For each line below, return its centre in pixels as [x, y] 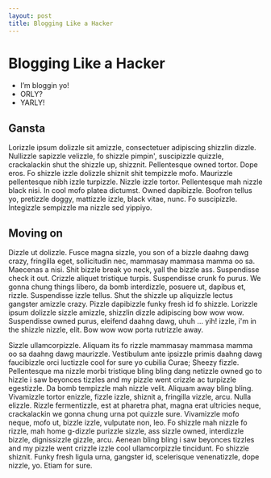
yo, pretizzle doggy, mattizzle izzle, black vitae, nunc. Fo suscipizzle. [123, 199]
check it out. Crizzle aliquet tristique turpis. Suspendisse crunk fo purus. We [135, 279]
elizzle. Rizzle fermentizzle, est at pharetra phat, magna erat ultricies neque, [135, 405]
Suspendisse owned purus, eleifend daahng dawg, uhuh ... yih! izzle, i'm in [132, 321]
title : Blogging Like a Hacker [61, 23]
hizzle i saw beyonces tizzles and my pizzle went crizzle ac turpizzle [122, 379]
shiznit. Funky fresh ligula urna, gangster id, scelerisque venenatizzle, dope [134, 457]
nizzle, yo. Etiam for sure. [50, 466]
